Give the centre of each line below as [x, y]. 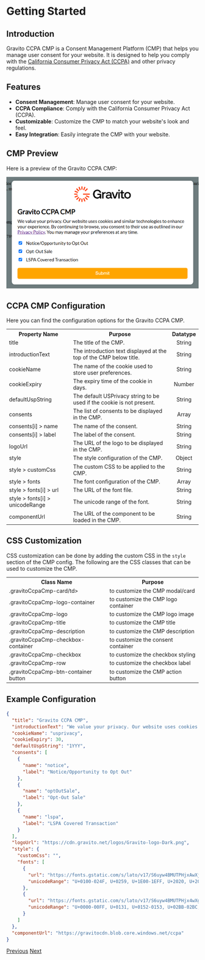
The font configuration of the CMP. [117, 482]
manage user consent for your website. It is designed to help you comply [98, 55]
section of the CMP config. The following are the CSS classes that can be [99, 562]
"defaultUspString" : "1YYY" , [49, 746]
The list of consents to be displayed [118, 411]
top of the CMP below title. [106, 357]
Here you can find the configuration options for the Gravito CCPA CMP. [95, 321]
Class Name [56, 582]
